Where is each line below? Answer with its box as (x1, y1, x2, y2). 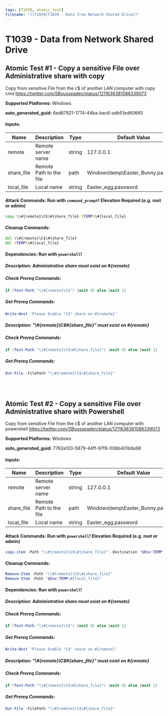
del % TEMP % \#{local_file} (5, 240, 59, 245)
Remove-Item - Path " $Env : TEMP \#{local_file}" (5, 576, 101, 581)
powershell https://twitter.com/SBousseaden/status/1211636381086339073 (5, 426, 160, 432)
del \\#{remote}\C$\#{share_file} (5, 235, 77, 240)
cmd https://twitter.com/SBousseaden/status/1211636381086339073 (5, 90, 146, 96)
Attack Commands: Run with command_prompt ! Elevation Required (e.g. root (5, 197, 161, 203)
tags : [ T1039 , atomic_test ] (5, 7, 64, 12)
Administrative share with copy (5, 72, 105, 80)
